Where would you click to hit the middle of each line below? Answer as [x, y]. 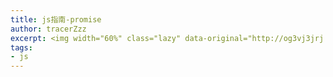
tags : [21, 47]
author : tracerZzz [48, 29]
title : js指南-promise [56, 19]
